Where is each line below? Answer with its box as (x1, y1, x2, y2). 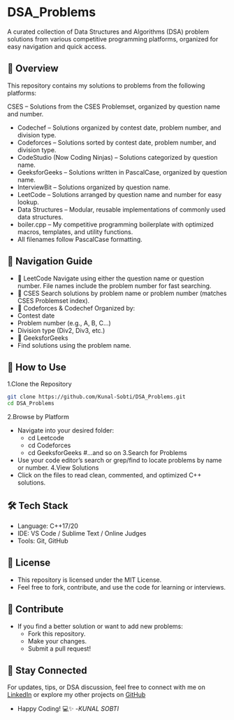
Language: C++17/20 (17, 522, 79, 530)
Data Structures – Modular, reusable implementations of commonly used (17, 205, 226, 214)
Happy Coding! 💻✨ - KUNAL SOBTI (17, 705, 119, 713)
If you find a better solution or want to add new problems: (17, 622, 184, 630)
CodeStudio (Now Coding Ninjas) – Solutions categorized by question (17, 153, 218, 161)
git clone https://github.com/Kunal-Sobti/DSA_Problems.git (7, 393, 187, 400)
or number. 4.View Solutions (17, 463, 99, 472)
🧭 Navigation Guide (7, 255, 93, 267)
